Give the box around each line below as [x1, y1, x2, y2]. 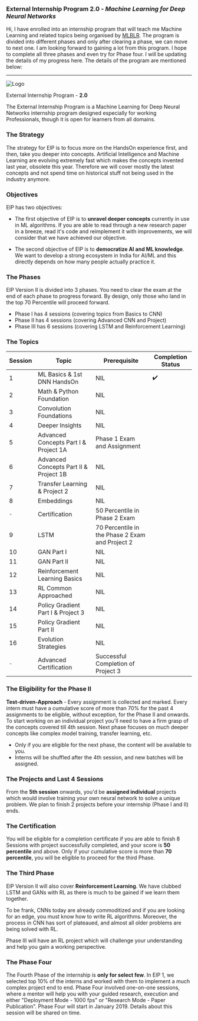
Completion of [95, 659, 136, 668]
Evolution [38, 635, 64, 643]
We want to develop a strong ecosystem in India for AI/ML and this [14, 252, 177, 259]
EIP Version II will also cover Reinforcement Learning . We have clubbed [6, 882, 181, 890]
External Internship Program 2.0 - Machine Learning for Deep [6, 5, 186, 13]
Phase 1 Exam [95, 434, 136, 443]
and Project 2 [95, 538, 133, 546]
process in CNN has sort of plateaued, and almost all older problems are [6, 919, 181, 926]
